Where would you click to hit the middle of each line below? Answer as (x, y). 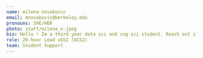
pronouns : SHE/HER (29, 23)
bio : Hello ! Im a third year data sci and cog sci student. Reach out (98, 34)
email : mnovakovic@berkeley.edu (47, 18)
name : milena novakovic (36, 12)
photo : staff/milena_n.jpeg (42, 29)
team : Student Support (35, 46)
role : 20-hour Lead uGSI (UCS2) (47, 40)
